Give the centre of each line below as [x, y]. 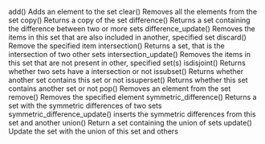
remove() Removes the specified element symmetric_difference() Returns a [132, 97]
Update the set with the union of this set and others [94, 131]
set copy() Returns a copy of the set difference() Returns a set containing [129, 20]
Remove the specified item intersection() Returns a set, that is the [116, 46]
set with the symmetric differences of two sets [85, 105]
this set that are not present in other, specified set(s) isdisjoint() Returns [127, 63]
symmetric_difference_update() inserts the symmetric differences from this [132, 114]
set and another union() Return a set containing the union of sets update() [130, 123]
